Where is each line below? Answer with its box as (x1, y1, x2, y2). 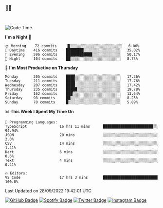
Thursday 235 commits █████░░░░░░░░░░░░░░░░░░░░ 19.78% (5, 87, 140, 92)
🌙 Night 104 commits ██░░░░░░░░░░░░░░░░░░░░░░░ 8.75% (5, 56, 138, 61)
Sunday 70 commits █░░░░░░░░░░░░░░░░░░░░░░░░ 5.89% (5, 100, 138, 105)
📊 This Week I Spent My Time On (5, 109, 74, 115)
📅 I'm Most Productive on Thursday (5, 65, 78, 71)
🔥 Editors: (5, 171, 28, 176)
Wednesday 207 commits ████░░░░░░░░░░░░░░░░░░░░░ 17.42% (5, 83, 140, 88)
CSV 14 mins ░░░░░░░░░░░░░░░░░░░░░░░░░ (5, 141, 158, 146)
